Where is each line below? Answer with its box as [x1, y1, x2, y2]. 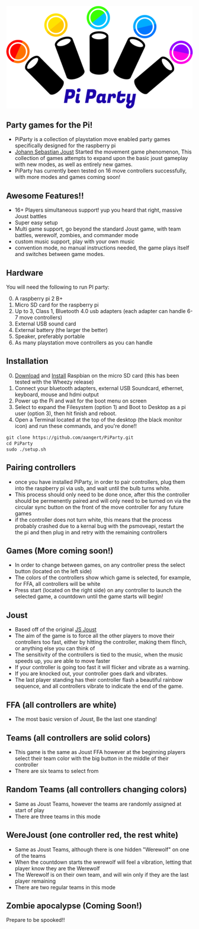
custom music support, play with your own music [14, 238, 135, 245]
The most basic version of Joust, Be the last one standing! [14, 716, 157, 723]
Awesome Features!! [6, 190, 84, 201]
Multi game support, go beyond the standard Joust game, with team [14, 225, 181, 232]
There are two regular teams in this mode [14, 883, 116, 890]
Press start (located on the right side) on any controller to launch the [14, 587, 182, 594]
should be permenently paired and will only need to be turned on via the [14, 497, 191, 504]
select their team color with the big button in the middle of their [14, 755, 169, 762]
